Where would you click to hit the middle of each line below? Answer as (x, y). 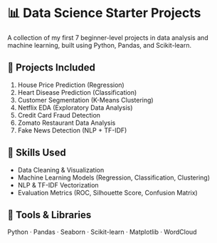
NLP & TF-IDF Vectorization (58, 185)
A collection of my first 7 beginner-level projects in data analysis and (108, 37)
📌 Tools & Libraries (49, 215)
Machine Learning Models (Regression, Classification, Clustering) (114, 177)
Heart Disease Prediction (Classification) (77, 92)
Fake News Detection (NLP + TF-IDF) (72, 130)
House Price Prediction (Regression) (71, 85)
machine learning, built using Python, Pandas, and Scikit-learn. (100, 45)
